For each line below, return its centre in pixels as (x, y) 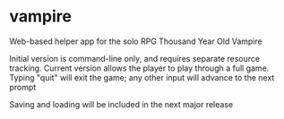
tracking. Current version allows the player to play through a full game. (139, 68)
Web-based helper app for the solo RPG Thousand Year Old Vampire (136, 41)
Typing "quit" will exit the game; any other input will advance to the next (142, 77)
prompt (23, 87)
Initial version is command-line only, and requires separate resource (135, 58)
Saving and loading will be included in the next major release (121, 104)
